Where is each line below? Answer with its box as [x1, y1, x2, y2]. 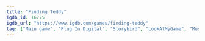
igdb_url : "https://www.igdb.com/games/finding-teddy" [6, 20, 149, 26]
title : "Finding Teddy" [6, 8, 67, 15]
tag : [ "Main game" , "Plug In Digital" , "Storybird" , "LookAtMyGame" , [6, 25, 187, 32]
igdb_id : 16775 [6, 14, 45, 20]
